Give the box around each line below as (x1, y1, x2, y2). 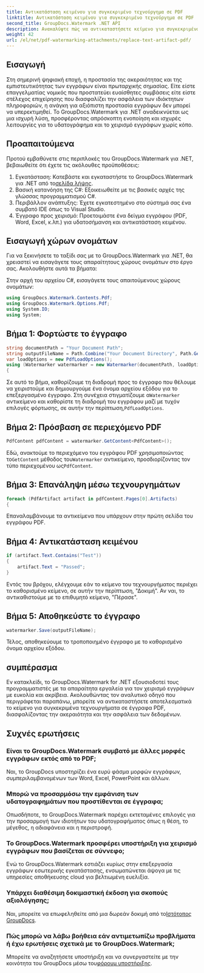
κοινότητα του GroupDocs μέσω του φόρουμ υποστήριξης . (6, 960, 152, 967)
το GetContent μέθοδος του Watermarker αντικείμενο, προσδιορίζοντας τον (6, 455, 191, 463)
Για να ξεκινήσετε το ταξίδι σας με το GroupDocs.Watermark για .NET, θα (6, 252, 193, 259)
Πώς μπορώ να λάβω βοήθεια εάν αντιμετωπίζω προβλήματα (6, 932, 195, 940)
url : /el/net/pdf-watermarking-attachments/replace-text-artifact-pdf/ (6, 37, 191, 43)
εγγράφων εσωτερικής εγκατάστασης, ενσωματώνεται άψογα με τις (6, 867, 181, 874)
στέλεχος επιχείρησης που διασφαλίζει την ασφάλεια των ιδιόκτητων (6, 95, 184, 102)
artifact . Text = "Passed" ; (17, 564, 86, 570)
